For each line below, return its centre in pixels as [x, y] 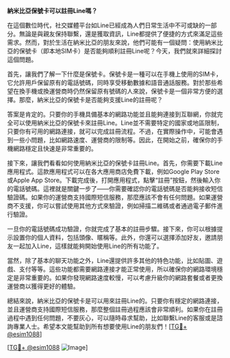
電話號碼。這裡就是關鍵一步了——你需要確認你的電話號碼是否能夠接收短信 [118, 189]
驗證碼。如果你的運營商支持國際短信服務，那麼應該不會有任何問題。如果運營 [115, 197]
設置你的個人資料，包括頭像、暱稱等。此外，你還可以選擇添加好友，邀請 [115, 238]
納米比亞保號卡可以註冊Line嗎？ [52, 11]
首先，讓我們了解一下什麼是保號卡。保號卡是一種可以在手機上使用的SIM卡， [115, 74]
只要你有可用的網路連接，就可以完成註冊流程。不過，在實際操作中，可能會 [112, 131]
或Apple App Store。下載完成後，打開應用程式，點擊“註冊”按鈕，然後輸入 [111, 180]
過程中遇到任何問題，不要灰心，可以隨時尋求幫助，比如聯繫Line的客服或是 [112, 318]
